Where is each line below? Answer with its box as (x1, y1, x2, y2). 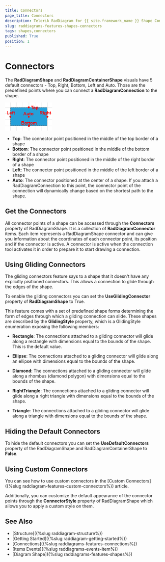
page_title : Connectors (5, 13, 54, 18)
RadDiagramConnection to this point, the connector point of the (12, 182, 141, 188)
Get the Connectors (5, 207, 67, 215)
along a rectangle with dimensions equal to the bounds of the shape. (12, 339, 151, 345)
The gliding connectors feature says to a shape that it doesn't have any (5, 273, 149, 279)
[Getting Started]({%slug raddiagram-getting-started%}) (12, 535, 127, 541)
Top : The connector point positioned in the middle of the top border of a (12, 135, 159, 141)
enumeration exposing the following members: (5, 324, 99, 330)
